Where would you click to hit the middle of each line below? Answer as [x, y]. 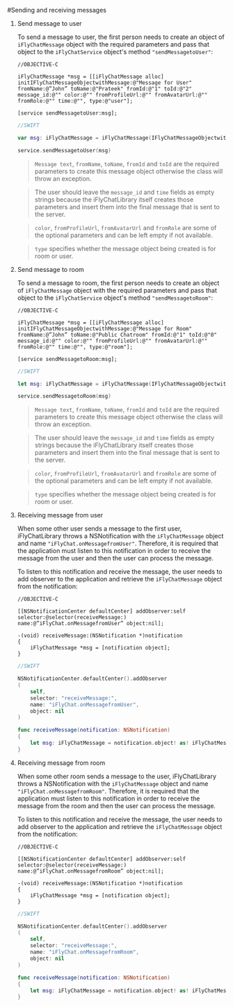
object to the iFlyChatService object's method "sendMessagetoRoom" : [115, 298]
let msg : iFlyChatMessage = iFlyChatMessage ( [84, 384]
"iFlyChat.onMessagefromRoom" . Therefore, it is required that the [108, 791]
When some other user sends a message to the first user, [99, 529]
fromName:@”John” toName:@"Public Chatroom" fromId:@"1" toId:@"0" [117, 335]
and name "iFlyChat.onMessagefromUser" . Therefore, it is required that [118, 543]
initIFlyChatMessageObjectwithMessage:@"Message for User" [105, 83]
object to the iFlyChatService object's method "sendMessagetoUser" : [115, 52]
